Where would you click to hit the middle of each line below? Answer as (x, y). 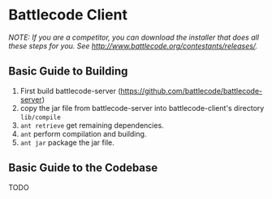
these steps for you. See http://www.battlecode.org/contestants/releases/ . (133, 45)
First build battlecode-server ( (70, 91)
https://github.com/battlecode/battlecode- (191, 91)
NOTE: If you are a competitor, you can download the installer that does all (134, 37)
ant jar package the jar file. (67, 142)
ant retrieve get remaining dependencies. (92, 125)
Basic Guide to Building (68, 72)
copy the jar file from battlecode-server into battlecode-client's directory (142, 108)
